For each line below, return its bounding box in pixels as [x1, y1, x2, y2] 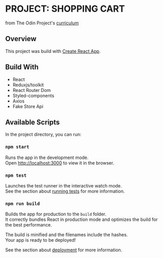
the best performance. [5, 222, 52, 228]
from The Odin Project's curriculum [5, 20, 79, 26]
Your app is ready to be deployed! [5, 237, 76, 243]
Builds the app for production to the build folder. [5, 211, 107, 217]
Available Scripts [5, 118, 60, 126]
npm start [5, 144, 29, 150]
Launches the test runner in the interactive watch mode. [5, 182, 123, 188]
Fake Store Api [12, 103, 44, 109]
